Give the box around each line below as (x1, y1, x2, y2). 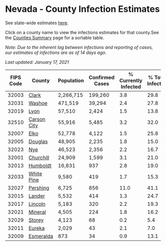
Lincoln (28, 200, 46, 207)
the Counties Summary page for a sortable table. (5, 35, 105, 41)
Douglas (28, 138, 48, 145)
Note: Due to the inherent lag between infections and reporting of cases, (5, 44, 153, 50)
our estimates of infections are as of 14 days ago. (5, 49, 107, 55)
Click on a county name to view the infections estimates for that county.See (5, 29, 159, 35)
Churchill (28, 154, 49, 161)
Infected (121, 83, 141, 90)
